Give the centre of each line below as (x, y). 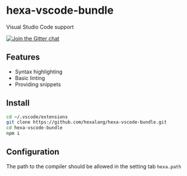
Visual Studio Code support (40, 27)
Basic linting (30, 78)
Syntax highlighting (39, 72)
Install (18, 103)
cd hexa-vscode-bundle (34, 128)
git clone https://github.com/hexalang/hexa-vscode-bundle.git (87, 122)
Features (23, 57)
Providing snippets (38, 84)
